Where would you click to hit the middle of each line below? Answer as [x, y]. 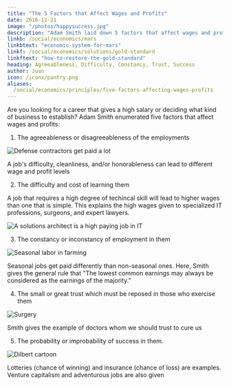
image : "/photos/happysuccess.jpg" [58, 26]
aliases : [20, 84]
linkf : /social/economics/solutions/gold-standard [81, 52]
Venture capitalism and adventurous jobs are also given [86, 375]
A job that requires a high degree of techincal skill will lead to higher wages [113, 198]
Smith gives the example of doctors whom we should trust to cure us [104, 328]
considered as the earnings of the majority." [69, 281]
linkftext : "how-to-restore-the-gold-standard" [77, 58]
